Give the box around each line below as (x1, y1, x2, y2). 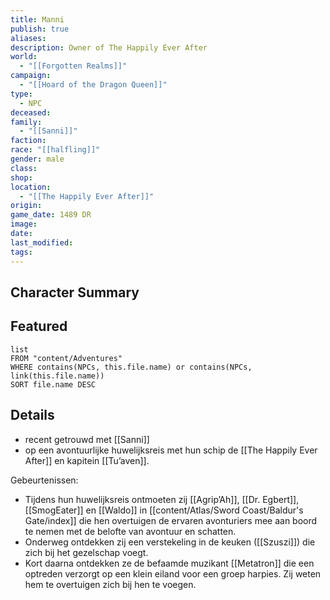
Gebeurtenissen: (10, 474, 79, 486)
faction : (10, 136, 47, 146)
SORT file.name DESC (10, 379, 97, 390)
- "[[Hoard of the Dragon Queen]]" (19, 80, 168, 90)
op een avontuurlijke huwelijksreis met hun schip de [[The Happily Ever (24, 444, 318, 456)
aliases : (10, 33, 47, 43)
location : (10, 182, 52, 192)
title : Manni (10, 14, 65, 25)
